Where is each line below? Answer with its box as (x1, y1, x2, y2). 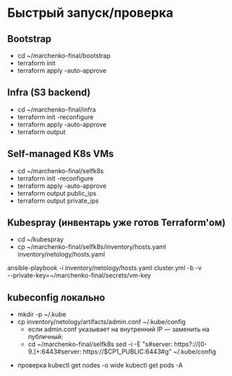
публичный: (27, 333, 64, 341)
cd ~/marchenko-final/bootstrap (17, 51, 111, 60)
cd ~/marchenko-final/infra (17, 105, 96, 114)
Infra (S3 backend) (7, 86, 91, 99)
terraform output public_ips (17, 189, 97, 197)
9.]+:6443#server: (27, 347, 82, 356)
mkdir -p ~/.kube (17, 310, 67, 318)
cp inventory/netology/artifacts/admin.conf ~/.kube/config (17, 318, 186, 326)
